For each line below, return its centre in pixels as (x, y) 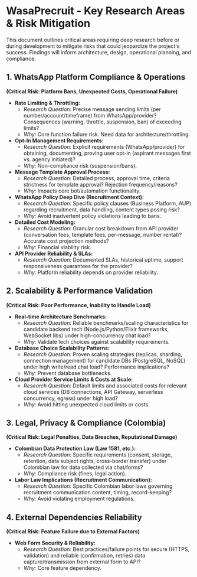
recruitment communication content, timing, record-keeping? (98, 493)
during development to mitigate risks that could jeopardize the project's (93, 46)
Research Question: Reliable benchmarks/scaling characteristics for (106, 322)
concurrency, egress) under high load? (70, 398)
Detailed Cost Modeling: (45, 222)
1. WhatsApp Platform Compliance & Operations (96, 77)
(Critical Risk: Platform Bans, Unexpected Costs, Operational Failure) (92, 91)
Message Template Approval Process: (62, 172)
